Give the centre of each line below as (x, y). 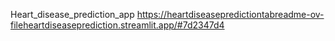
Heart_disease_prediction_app (72, 14)
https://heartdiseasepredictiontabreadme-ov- (230, 14)
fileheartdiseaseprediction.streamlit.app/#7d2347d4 (117, 25)
